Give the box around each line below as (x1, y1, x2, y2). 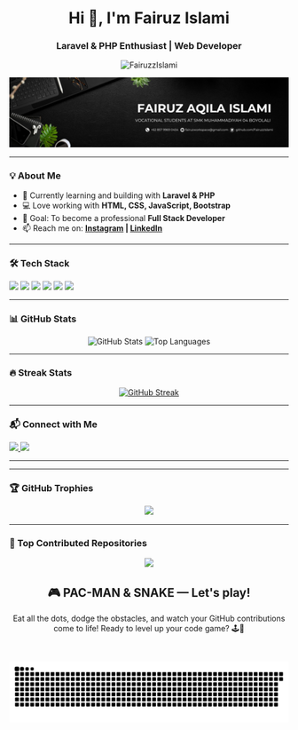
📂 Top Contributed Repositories (9, 537, 148, 550)
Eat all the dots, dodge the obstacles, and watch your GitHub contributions (12, 613, 286, 624)
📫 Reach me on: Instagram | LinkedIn (21, 222, 162, 234)
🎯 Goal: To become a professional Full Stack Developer (21, 212, 226, 223)
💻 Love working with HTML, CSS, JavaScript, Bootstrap (21, 200, 231, 210)
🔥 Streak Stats (9, 367, 73, 379)
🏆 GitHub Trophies (9, 481, 94, 494)
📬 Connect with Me (9, 417, 98, 430)
